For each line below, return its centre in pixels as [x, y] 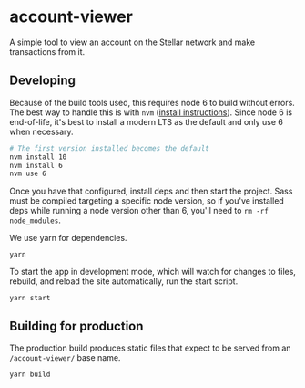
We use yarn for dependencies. [68, 238]
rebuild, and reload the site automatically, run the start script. [124, 281]
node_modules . [35, 220]
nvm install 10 [38, 157]
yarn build [30, 375]
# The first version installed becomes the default [109, 148]
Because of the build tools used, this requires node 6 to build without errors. [152, 102]
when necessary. [42, 131]
